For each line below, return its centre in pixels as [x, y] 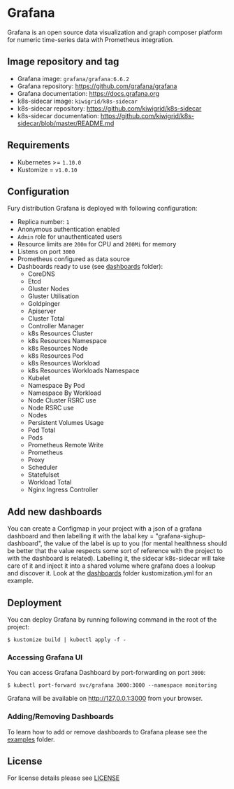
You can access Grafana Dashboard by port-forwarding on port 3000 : [107, 673]
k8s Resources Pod [56, 356]
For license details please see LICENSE [64, 778]
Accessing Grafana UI [45, 657]
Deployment [35, 602]
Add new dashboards [55, 511]
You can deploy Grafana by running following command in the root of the [112, 620]
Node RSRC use [51, 408]
